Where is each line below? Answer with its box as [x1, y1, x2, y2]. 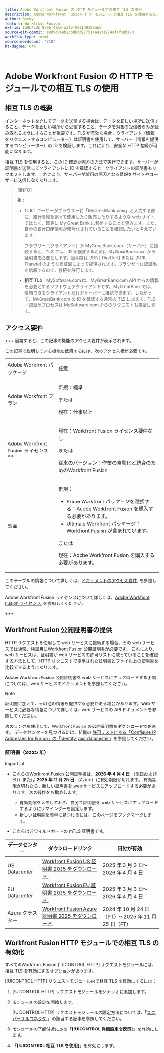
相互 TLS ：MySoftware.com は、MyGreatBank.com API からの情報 [24, 277, 159, 283]
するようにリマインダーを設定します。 [19, 805, 97, 811]
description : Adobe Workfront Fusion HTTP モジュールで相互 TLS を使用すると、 [5, 12, 160, 17]
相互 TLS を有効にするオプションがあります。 [5, 968, 97, 974]
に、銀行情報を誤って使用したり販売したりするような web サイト [24, 214, 155, 220]
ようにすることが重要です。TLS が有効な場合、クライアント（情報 [21, 130, 155, 136]
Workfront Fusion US [42, 858, 90, 865]
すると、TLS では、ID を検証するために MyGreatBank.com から [28, 249, 156, 254]
